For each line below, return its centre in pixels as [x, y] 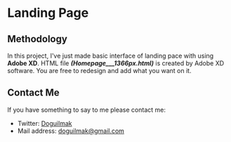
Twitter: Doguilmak [45, 123]
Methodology [38, 39]
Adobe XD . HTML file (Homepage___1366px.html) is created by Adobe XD [116, 63]
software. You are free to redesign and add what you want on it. [99, 71]
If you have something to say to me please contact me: [87, 110]
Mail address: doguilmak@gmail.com [71, 131]
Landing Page [48, 13]
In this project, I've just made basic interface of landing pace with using [111, 56]
